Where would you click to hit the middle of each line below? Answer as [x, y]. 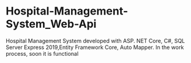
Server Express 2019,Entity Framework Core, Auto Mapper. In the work [95, 47]
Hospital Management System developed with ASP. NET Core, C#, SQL [95, 41]
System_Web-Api [51, 24]
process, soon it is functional [42, 53]
